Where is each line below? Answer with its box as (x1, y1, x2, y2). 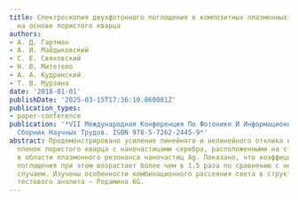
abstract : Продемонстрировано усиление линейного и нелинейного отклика (9, 136, 284, 145)
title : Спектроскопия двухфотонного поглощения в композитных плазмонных (9, 12, 288, 22)
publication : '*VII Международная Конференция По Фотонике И (9, 120, 240, 129)
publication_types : (9, 104, 82, 112)
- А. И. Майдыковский (9, 46, 90, 55)
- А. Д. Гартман (9, 37, 69, 47)
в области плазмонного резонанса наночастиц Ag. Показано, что (17, 152, 255, 162)
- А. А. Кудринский (9, 71, 82, 80)
